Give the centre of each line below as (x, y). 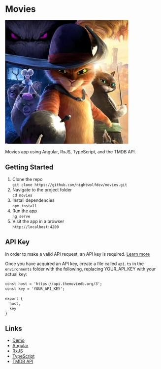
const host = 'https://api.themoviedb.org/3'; (54, 284)
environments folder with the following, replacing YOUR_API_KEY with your (80, 269)
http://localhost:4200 (35, 227)
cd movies (22, 195)
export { (14, 299)
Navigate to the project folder (42, 189)
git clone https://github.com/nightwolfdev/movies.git (70, 185)
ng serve (21, 216)
